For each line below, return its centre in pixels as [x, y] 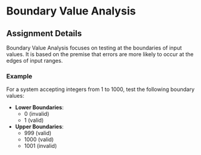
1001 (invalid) [41, 146]
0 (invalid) [37, 114]
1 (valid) [34, 120]
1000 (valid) [39, 139]
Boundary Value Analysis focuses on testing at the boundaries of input [94, 48]
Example [19, 76]
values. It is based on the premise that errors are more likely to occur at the [100, 54]
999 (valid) [38, 133]
